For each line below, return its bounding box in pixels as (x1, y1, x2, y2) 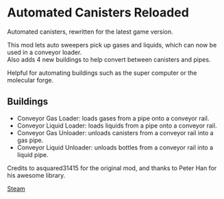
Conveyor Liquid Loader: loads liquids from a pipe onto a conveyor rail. (16, 121, 217, 130)
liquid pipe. (16, 150, 49, 159)
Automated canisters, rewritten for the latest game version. (7, 27, 173, 36)
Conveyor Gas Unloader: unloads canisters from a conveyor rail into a (16, 128, 214, 137)
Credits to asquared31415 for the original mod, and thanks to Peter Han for (7, 163, 217, 172)
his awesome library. (7, 171, 66, 179)
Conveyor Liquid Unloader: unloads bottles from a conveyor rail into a (16, 143, 214, 152)
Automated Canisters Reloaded (7, 5, 190, 21)
